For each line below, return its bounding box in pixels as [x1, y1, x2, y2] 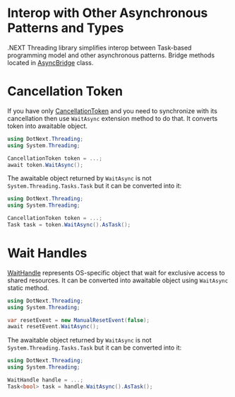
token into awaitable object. [7, 122, 88, 130]
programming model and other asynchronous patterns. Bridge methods [7, 51, 215, 59]
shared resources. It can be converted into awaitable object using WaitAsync [7, 276, 229, 284]
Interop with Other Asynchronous [7, 5, 208, 21]
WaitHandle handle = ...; [7, 376, 83, 384]
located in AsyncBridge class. [7, 58, 94, 67]
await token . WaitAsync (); [7, 161, 83, 168]
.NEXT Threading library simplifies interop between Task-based [7, 43, 192, 52]
